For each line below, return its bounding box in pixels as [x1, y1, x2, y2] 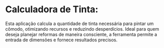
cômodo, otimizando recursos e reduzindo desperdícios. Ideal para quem [5, 26, 159, 32]
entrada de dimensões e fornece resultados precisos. [5, 37, 118, 43]
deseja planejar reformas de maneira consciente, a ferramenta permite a [5, 31, 157, 37]
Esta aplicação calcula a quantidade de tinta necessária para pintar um [5, 20, 154, 27]
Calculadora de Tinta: [5, 4, 98, 15]
